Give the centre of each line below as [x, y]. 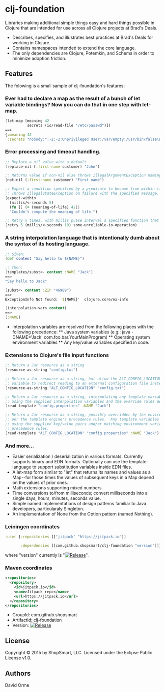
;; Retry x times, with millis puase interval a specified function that [82, 221]
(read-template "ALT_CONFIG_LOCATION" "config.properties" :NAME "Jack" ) [82, 433]
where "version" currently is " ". [47, 555]
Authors [18, 673]
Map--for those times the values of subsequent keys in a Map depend [83, 477]
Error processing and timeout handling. [53, 152]
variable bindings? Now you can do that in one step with [73, 104]
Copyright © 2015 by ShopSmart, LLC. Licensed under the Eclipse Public [79, 653]
